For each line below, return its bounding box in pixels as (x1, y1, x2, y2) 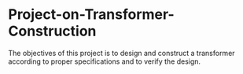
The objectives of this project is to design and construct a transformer (8, 48, 235, 57)
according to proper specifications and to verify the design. (8, 57, 201, 66)
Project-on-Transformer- (8, 6, 175, 24)
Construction (8, 22, 97, 40)
